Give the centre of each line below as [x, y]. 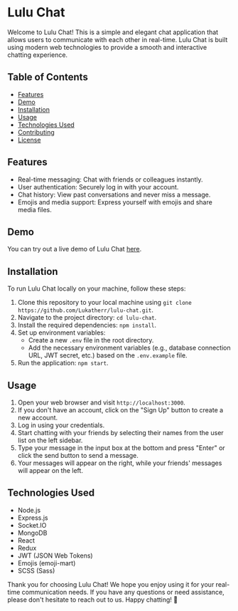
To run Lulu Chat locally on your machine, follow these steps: [97, 288]
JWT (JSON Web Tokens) [55, 555]
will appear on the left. [50, 470]
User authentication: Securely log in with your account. [98, 187]
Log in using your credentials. [61, 425]
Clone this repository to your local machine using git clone [104, 303]
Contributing [36, 132]
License [29, 140]
